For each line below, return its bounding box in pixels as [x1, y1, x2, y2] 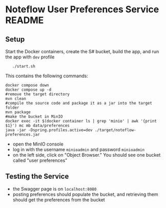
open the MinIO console [12, 141, 64, 147]
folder [5, 105, 19, 110]
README [5, 14, 44, 26]
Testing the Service [5, 172, 69, 181]
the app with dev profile [5, 54, 55, 60]
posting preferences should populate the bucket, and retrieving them [12, 191, 158, 197]
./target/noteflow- [94, 128, 137, 133]
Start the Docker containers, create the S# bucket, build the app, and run [5, 49, 159, 54]
